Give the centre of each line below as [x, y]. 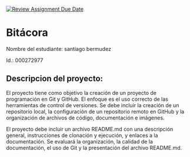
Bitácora [27, 33]
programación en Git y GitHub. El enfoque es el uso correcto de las [87, 99]
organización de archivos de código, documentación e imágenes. [85, 118]
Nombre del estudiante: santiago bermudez [59, 49]
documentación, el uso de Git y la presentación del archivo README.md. [94, 148]
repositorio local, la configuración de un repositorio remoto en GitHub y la [95, 111]
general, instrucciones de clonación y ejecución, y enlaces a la [82, 135]
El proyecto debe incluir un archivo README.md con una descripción [90, 129]
